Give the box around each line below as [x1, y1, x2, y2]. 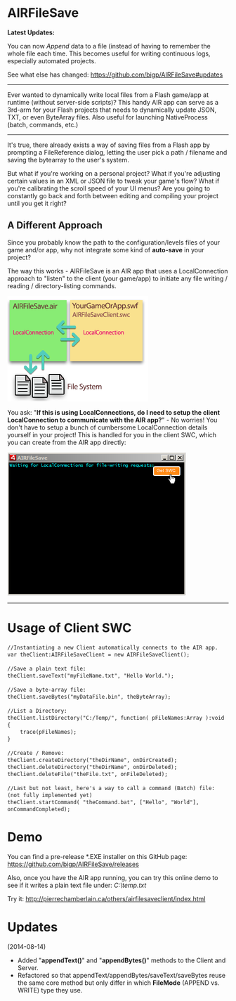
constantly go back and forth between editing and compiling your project [7, 191, 219, 200]
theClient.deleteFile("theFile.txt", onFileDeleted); [7, 770, 169, 777]
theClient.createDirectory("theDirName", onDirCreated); [7, 756, 178, 763]
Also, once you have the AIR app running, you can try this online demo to [7, 873, 218, 881]
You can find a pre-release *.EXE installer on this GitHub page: [7, 852, 188, 860]
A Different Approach [7, 219, 103, 231]
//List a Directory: [7, 707, 68, 714]
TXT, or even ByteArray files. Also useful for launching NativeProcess [7, 112, 209, 121]
